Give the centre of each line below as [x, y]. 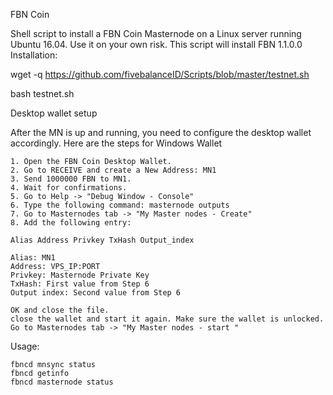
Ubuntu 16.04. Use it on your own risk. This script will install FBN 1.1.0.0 [156, 44]
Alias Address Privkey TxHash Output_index [102, 240]
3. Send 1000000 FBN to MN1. [71, 179]
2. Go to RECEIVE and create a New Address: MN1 [113, 170]
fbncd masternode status [62, 382]
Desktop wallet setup [54, 113]
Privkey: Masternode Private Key [80, 275]
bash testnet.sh [42, 93]
